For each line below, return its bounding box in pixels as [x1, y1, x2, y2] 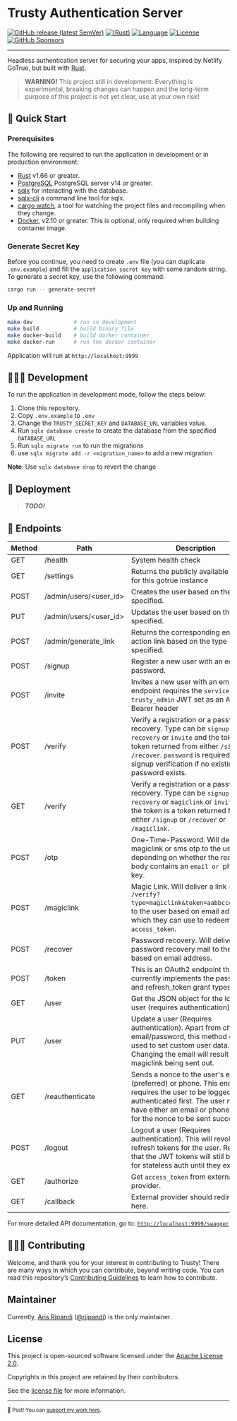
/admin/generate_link [44, 637, 115, 647]
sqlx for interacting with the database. [17, 186, 128, 195]
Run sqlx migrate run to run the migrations [17, 441, 144, 450]
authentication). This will [130, 1134, 213, 1144]
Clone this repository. [17, 404, 80, 412]
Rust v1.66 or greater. [17, 171, 80, 179]
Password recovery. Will [130, 935, 212, 945]
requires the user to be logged [130, 1087, 231, 1097]
